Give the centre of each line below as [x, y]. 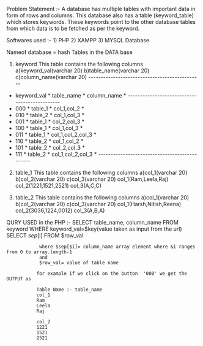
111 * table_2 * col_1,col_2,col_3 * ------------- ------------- [89, 154]
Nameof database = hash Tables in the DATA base [69, 52]
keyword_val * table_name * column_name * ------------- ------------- [103, 95]
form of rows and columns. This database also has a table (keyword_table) [100, 15]
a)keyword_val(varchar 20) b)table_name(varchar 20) [82, 71]
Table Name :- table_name [69, 290]
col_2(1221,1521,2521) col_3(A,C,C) [58, 186]
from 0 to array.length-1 [39, 252]
